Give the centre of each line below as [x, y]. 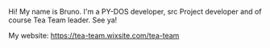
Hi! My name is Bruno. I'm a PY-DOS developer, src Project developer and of [135, 12]
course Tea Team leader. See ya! [63, 20]
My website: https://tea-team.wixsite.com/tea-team [94, 36]
